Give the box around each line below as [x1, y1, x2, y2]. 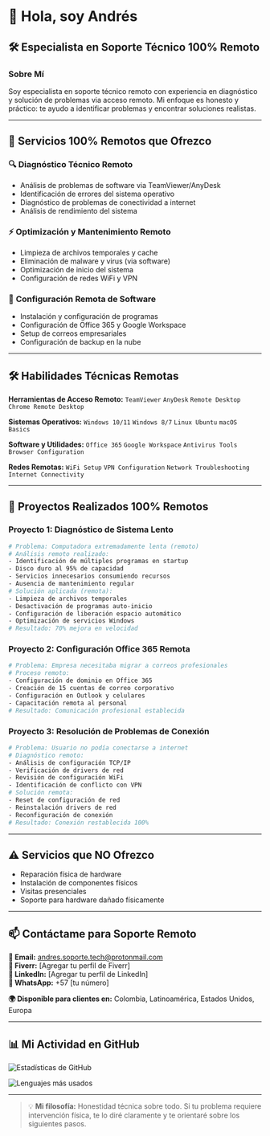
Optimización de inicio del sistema [19, 264, 134, 274]
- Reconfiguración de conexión [8, 811, 113, 819]
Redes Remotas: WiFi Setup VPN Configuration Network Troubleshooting [8, 462, 251, 472]
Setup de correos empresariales [19, 329, 127, 338]
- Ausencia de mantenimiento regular [8, 580, 135, 588]
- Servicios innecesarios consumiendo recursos [8, 572, 171, 581]
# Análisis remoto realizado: [8, 550, 110, 558]
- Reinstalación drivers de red [8, 803, 117, 811]
